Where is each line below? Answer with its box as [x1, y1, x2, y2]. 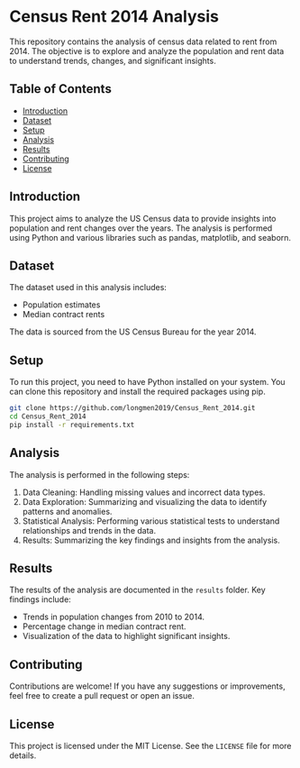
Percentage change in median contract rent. [22, 621, 186, 632]
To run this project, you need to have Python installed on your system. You [9, 377, 286, 388]
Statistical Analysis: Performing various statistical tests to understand [22, 516, 280, 526]
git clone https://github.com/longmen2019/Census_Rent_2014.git [9, 404, 256, 413]
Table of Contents [9, 81, 113, 96]
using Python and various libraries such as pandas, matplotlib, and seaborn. [9, 232, 291, 242]
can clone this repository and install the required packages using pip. [9, 386, 266, 398]
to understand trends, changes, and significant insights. [9, 55, 216, 66]
